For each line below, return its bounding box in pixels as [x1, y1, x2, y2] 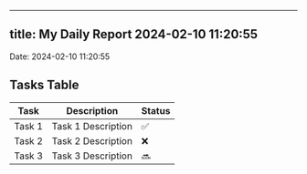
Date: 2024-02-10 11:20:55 [9, 51, 111, 62]
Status [141, 104, 171, 117]
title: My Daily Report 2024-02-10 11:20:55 [9, 26, 259, 42]
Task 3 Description [51, 149, 132, 162]
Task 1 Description [51, 119, 132, 132]
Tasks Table [9, 77, 79, 93]
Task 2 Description [51, 134, 132, 147]
